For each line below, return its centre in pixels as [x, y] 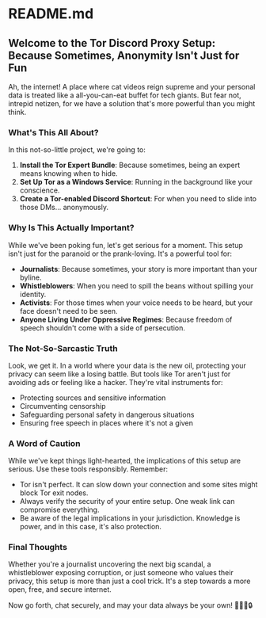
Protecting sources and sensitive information [93, 398]
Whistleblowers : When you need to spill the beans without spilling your [137, 285]
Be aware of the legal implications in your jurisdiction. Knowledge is [130, 518]
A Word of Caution [44, 443]
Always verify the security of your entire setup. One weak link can [127, 502]
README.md [51, 14]
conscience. [40, 190]
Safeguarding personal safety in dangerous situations [107, 414]
